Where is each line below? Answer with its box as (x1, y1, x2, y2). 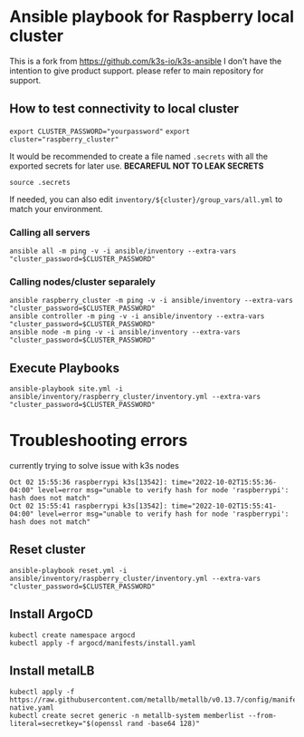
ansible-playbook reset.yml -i (9, 566, 128, 575)
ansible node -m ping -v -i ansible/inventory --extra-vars (9, 328, 242, 337)
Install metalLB (9, 664, 95, 679)
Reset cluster (9, 542, 86, 558)
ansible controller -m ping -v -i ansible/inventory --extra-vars (9, 312, 265, 321)
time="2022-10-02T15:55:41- (171, 501, 278, 511)
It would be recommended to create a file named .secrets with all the (9, 150, 269, 161)
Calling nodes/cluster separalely (9, 275, 157, 287)
